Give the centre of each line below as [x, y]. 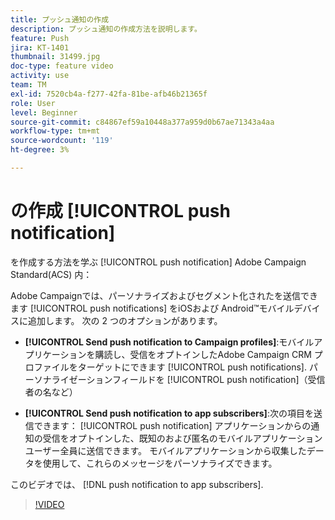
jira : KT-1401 [40, 47]
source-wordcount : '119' [62, 141]
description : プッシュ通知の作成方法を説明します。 [106, 29]
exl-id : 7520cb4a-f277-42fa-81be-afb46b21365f [109, 94]
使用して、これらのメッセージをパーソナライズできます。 [160, 463]
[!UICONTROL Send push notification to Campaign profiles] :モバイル [169, 342]
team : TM [28, 85]
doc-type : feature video [62, 66]
